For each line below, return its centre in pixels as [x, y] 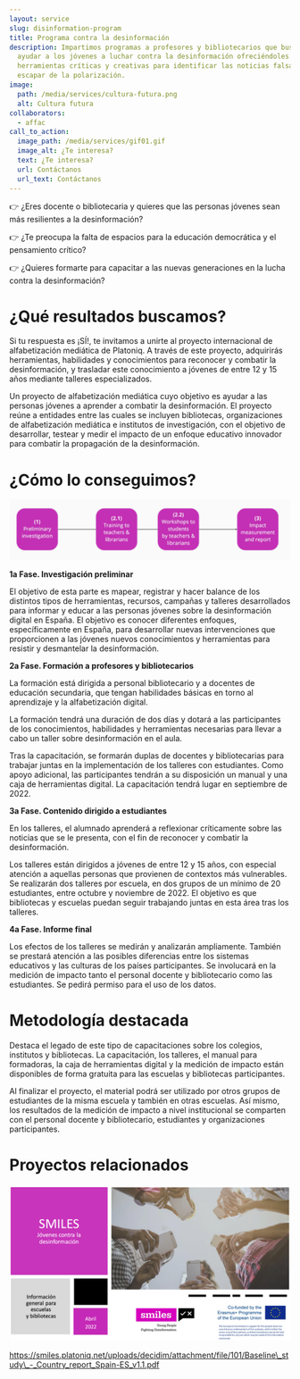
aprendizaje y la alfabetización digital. [79, 702]
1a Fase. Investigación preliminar [71, 574]
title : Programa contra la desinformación [89, 38]
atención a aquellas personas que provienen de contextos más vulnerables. [148, 873]
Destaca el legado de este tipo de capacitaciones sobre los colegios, [136, 1045]
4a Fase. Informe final [50, 929]
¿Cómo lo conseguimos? [103, 480]
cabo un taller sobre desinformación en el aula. [96, 738]
